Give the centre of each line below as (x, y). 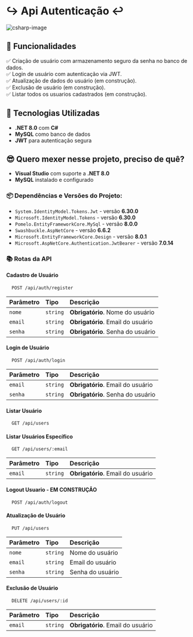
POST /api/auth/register (42, 288)
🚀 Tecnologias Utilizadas (53, 113)
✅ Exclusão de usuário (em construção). (56, 87)
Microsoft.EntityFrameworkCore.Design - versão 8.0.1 (81, 236)
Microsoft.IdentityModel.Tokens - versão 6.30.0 (75, 217)
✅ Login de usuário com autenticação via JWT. (64, 74)
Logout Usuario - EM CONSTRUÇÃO (52, 490)
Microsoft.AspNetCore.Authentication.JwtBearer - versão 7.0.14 (94, 243)
